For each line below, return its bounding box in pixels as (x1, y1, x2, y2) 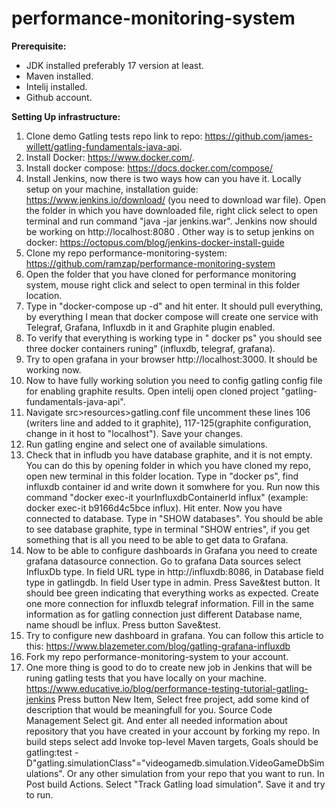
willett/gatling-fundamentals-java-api (25, 140, 180, 152)
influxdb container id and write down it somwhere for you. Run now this (25, 480, 321, 492)
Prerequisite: (11, 40, 67, 52)
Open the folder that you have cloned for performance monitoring (25, 268, 297, 280)
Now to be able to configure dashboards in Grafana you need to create (25, 544, 318, 556)
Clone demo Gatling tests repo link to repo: (25, 130, 203, 142)
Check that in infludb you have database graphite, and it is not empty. (25, 448, 313, 461)
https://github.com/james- (204, 130, 313, 142)
